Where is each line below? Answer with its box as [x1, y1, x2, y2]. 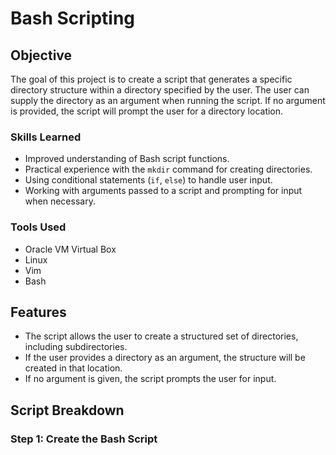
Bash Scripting [10, 7, 136, 30]
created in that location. [24, 362, 123, 374]
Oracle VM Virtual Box [24, 243, 117, 255]
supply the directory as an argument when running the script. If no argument [10, 95, 326, 106]
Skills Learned [10, 130, 82, 144]
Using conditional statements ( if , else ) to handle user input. [24, 174, 273, 186]
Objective [10, 47, 73, 64]
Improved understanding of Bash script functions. [24, 153, 230, 165]
